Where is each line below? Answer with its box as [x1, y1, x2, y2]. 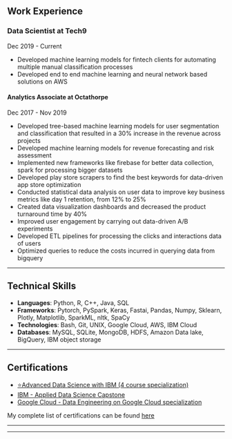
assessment [17, 151, 52, 159]
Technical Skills [7, 280, 77, 292]
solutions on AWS [17, 77, 68, 86]
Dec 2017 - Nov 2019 [7, 108, 67, 117]
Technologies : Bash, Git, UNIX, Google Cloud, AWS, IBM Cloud [17, 320, 197, 329]
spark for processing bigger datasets [17, 166, 123, 174]
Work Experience [7, 6, 84, 17]
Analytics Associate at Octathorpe [7, 93, 108, 101]
